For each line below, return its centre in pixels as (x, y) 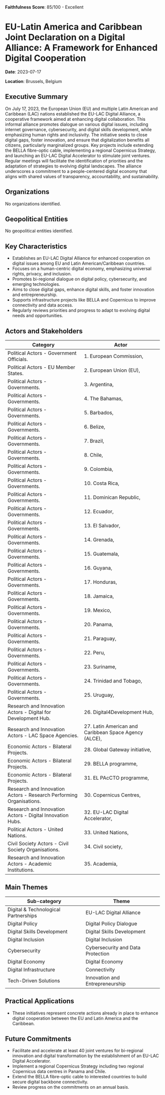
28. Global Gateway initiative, (118, 750)
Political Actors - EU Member (41, 367)
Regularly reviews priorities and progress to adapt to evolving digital (81, 310)
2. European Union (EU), (112, 370)
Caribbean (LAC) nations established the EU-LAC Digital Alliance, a (73, 114)
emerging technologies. (36, 284)
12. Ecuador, (99, 511)
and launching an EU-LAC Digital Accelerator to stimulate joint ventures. (78, 155)
